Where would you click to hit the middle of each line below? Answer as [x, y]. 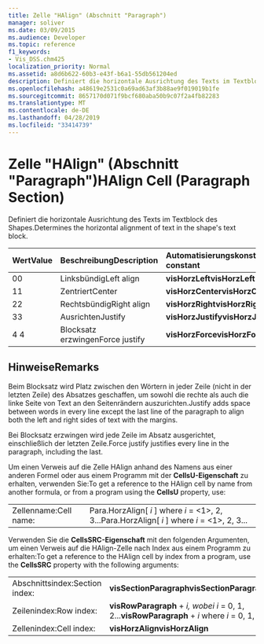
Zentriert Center [89, 291]
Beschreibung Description [109, 260]
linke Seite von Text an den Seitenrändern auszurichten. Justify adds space [129, 403]
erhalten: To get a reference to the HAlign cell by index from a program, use [130, 556]
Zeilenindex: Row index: [55, 610]
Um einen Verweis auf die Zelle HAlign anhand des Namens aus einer [121, 467]
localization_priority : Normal [59, 67]
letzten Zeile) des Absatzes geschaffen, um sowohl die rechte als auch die [128, 395]
